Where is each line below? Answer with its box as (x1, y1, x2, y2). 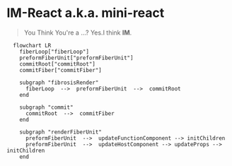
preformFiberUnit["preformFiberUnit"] (19, 54, 134, 61)
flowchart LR (13, 42, 52, 49)
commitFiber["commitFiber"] (19, 66, 102, 73)
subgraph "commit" (19, 104, 74, 111)
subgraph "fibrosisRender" (19, 79, 99, 86)
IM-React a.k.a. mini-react (6, 5, 165, 21)
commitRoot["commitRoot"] (19, 60, 96, 68)
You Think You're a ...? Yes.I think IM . (23, 28, 132, 37)
